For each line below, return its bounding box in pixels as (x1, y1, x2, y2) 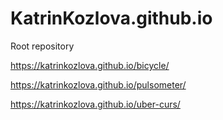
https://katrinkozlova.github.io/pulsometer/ (10, 78, 187, 91)
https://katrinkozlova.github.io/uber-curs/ (10, 98, 181, 110)
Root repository (10, 40, 75, 52)
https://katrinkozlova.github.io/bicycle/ (10, 59, 170, 71)
